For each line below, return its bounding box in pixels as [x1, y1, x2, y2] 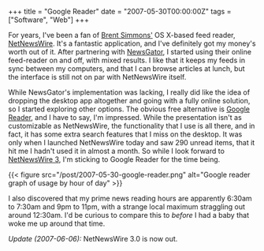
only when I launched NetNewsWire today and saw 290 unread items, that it [8, 138, 255, 147]
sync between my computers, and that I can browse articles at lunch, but [8, 64, 246, 73]
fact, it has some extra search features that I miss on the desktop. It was [8, 129, 243, 139]
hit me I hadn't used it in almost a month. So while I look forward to [8, 146, 225, 155]
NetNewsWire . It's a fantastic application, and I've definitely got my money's [8, 39, 256, 48]
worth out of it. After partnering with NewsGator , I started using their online [8, 47, 252, 56]
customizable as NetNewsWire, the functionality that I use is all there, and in [8, 122, 255, 130]
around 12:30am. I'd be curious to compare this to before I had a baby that [8, 211, 250, 219]
